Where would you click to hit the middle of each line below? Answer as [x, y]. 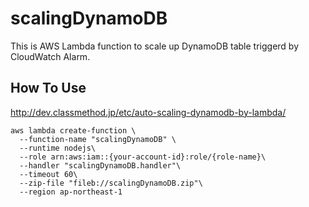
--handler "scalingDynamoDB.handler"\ [100, 165]
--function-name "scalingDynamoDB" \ [98, 139]
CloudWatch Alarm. [50, 56]
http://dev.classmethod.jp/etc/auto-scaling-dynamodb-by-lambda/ [148, 112]
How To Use [48, 88]
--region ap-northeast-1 [71, 192]
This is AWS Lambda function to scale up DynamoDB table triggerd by [155, 46]
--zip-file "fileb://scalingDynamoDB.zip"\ [111, 183]
